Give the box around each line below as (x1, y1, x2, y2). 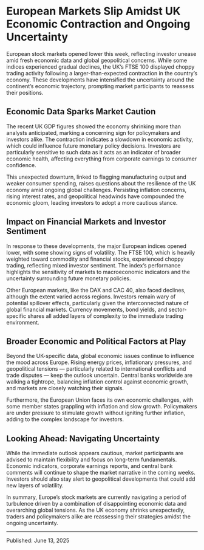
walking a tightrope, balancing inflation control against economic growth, (6, 378, 189, 385)
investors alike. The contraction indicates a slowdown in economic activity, (6, 136, 194, 143)
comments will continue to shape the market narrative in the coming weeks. (6, 469, 196, 476)
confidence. (6, 161, 36, 168)
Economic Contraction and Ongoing (6, 17, 191, 31)
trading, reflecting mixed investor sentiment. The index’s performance (6, 261, 181, 269)
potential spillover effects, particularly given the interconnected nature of (6, 299, 189, 306)
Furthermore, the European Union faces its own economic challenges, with (6, 396, 193, 404)
